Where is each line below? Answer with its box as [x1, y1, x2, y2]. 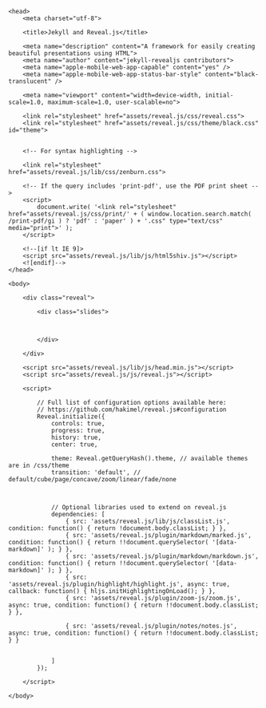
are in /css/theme [8, 461, 69, 469]
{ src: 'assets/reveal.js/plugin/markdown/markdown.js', [65, 552, 260, 560]
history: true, [50, 433, 102, 441]
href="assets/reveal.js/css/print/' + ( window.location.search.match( [8, 210, 252, 218]
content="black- [204, 70, 260, 78]
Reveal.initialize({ [37, 413, 105, 421]
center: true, [50, 441, 98, 449]
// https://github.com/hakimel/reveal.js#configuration [37, 405, 227, 413]
